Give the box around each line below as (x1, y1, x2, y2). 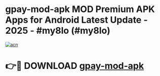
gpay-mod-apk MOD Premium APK (5, 4, 155, 15)
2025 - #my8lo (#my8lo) (5, 25, 110, 36)
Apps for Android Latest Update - (5, 14, 148, 26)
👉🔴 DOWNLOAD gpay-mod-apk (5, 60, 144, 71)
